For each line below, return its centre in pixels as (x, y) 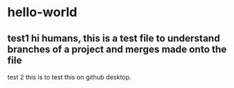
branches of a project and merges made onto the (117, 49)
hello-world (43, 12)
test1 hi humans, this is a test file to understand (114, 38)
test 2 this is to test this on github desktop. (69, 77)
